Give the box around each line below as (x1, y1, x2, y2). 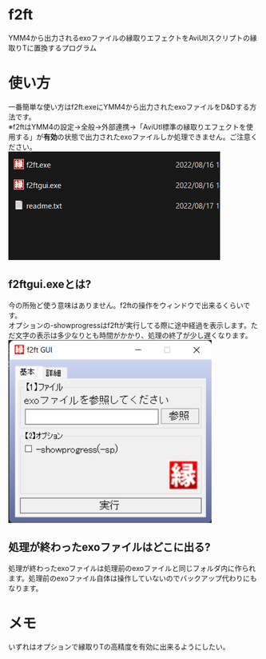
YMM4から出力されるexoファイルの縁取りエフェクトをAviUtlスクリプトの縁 (8, 33, 257, 42)
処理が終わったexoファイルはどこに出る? (8, 541, 211, 554)
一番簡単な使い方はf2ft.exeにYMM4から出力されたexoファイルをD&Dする (8, 102, 250, 111)
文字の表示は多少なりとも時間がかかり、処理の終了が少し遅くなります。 (14, 330, 253, 340)
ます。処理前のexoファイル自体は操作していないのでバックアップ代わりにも (8, 573, 257, 583)
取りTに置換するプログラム (8, 42, 97, 53)
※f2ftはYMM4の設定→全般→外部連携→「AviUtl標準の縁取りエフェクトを (8, 122, 247, 131)
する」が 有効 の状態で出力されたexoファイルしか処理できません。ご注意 (14, 132, 252, 142)
